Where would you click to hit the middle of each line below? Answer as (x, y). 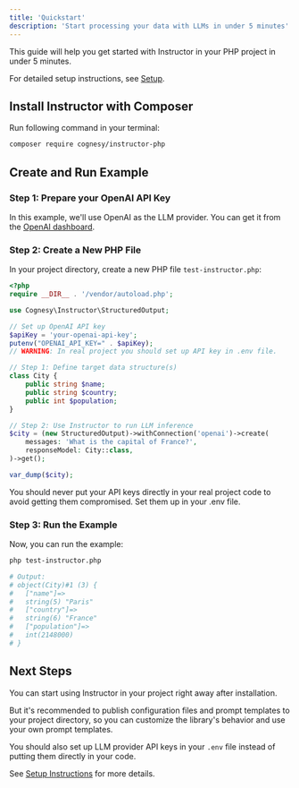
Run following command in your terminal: (85, 128)
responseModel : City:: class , (79, 450)
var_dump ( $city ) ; (42, 475)
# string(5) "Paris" (51, 602)
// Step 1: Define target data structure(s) (93, 368)
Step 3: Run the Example (63, 525)
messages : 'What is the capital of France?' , (112, 442)
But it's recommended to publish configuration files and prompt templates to (149, 710)
